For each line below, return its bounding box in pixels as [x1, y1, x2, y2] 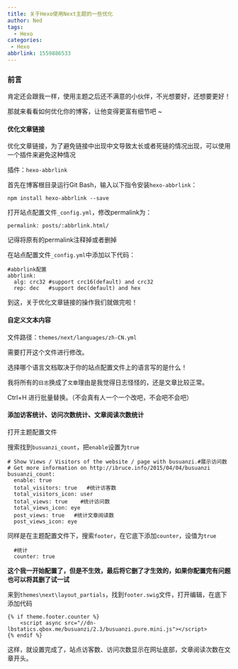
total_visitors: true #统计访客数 [13, 484, 117, 491]
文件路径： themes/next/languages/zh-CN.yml [7, 332, 137, 341]
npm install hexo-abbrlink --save [7, 195, 110, 202]
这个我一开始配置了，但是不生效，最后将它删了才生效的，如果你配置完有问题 [7, 566, 231, 575]
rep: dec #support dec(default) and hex [13, 285, 141, 292]
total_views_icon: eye [13, 504, 81, 511]
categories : [7, 37, 42, 44]
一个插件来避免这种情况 [7, 150, 76, 159]
